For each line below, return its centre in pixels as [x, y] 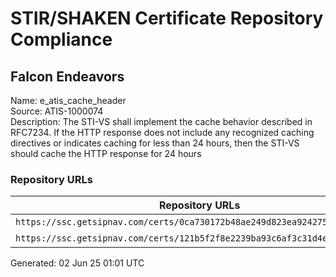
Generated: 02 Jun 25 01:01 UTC [77, 263]
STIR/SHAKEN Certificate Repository [167, 18]
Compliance [61, 39]
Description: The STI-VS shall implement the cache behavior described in [161, 121]
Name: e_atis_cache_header [68, 100]
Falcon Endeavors [67, 76]
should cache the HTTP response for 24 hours [106, 153]
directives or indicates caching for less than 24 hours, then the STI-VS [155, 143]
